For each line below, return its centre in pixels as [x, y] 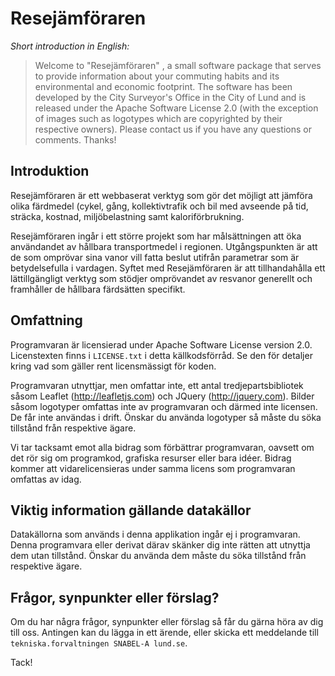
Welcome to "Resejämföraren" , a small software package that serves [178, 65]
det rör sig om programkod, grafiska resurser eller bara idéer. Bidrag [151, 458]
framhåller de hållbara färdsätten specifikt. [98, 289]
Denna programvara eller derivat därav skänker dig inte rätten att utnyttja [160, 545]
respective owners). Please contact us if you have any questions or [173, 129]
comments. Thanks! [75, 139]
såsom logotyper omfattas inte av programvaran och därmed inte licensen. [164, 406]
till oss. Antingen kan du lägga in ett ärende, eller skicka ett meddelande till [164, 633]
